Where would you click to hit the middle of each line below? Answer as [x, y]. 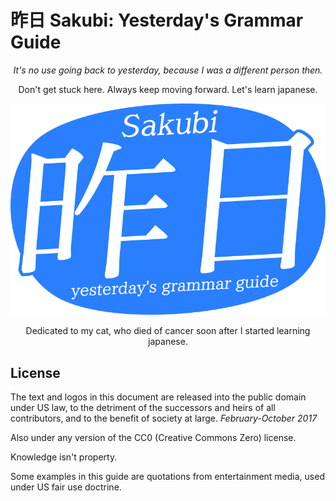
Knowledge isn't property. [64, 457]
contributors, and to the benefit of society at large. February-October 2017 [164, 418]
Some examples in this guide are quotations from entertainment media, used [167, 477]
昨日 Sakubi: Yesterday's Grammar [157, 20]
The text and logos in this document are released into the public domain [158, 397]
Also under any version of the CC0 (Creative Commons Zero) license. [153, 438]
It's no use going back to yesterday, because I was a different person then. [168, 70]
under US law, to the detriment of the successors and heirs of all [143, 408]
